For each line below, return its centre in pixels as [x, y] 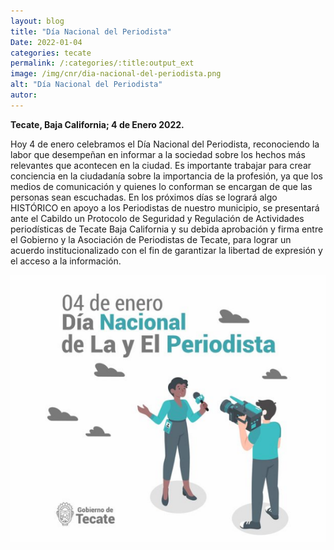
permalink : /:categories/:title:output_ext [102, 63]
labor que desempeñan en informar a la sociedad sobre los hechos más [158, 154]
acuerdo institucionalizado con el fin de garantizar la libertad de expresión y [166, 250]
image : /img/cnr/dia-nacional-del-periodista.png [116, 74]
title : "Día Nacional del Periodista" [91, 31]
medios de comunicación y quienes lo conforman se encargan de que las [161, 186]
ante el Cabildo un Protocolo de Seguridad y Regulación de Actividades [157, 218]
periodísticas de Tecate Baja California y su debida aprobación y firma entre [167, 229]
